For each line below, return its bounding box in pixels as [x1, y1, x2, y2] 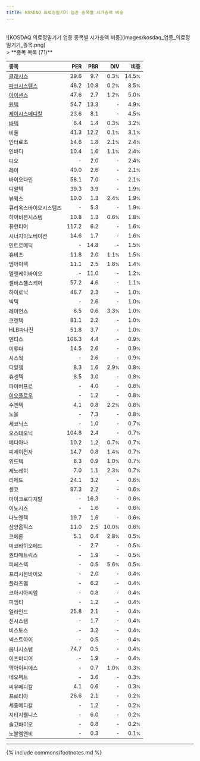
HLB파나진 [8, 326, 34, 333]
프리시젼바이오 [8, 570, 43, 577]
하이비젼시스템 [8, 214, 43, 221]
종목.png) [23, 41, 46, 48]
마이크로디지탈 [8, 495, 43, 502]
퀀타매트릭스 [8, 552, 38, 559]
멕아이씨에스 [8, 664, 38, 672]
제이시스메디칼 [8, 110, 43, 117]
